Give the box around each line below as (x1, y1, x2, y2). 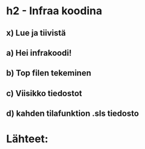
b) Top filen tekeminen (6, 68, 91, 78)
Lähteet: (6, 132, 49, 146)
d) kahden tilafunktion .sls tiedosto (6, 109, 139, 119)
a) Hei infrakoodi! (6, 47, 72, 58)
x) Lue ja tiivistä (6, 28, 66, 38)
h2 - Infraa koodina (6, 4, 103, 18)
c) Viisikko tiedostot (6, 88, 82, 99)
